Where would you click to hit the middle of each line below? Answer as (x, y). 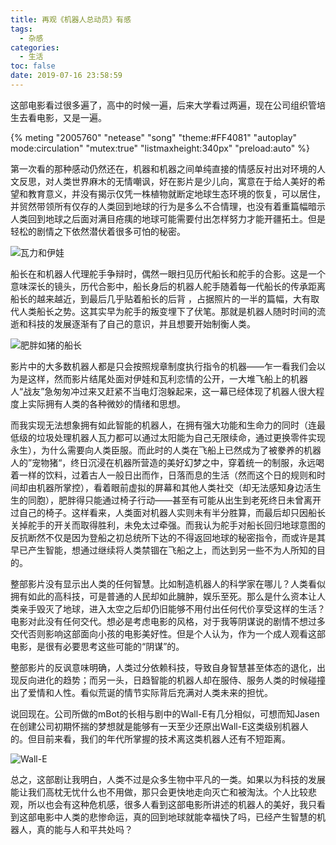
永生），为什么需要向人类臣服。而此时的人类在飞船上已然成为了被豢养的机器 (166, 450)
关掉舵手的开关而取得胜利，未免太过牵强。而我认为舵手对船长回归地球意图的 (168, 525)
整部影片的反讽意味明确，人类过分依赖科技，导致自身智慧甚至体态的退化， (163, 667)
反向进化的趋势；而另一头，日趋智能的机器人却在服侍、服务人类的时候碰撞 (172, 680)
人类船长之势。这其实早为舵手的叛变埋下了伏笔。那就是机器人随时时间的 (167, 311)
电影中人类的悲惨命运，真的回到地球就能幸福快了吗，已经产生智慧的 (176, 817)
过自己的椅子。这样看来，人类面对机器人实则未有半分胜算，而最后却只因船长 (168, 512)
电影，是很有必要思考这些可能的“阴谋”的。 (97, 646)
